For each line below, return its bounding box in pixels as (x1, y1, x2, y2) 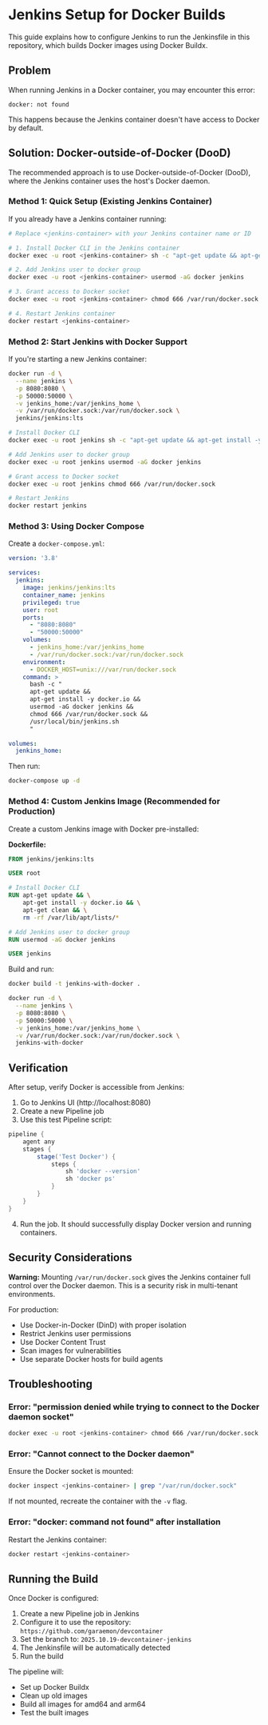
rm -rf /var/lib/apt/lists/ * (22, 914, 120, 922)
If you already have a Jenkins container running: (8, 214, 167, 223)
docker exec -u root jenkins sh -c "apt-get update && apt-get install (8, 436, 251, 445)
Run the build (19, 1651, 64, 1661)
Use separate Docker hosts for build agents (19, 1354, 164, 1363)
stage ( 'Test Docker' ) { (37, 1152, 116, 1161)
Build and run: (8, 964, 54, 974)
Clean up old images (19, 1691, 88, 1701)
